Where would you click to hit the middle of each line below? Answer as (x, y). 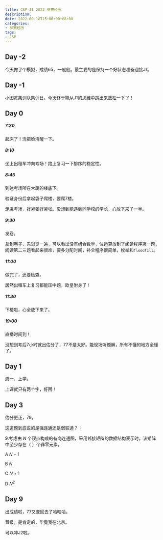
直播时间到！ (18, 334)
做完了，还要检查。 (24, 274)
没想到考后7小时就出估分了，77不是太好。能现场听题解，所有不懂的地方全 (80, 344)
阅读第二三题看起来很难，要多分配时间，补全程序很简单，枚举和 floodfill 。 (81, 250)
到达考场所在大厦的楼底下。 (33, 188)
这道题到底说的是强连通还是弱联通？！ (44, 428)
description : (18, 14)
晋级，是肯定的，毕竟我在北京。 (37, 522)
